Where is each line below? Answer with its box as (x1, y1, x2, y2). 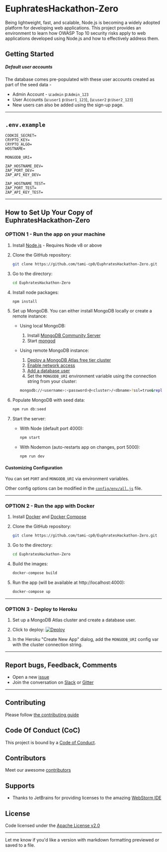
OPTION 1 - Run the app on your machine (5, 231, 105, 238)
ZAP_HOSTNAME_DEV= (5, 164, 43, 169)
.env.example (5, 121, 46, 128)
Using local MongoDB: (19, 323, 66, 329)
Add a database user (27, 368, 71, 374)
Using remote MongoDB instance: (19, 347, 89, 353)
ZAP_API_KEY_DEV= (5, 173, 41, 178)
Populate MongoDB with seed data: (12, 397, 85, 403)
